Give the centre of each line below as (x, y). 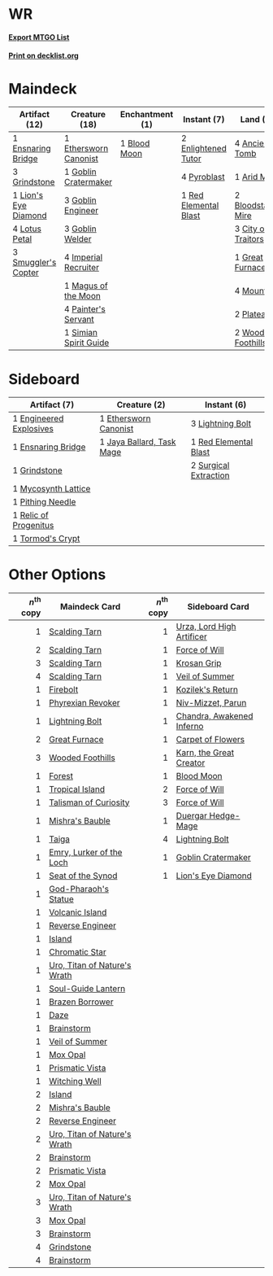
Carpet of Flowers (210, 739)
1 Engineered (38, 418)
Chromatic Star (78, 951)
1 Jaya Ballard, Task (138, 442)
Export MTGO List (39, 37)
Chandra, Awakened (214, 715)
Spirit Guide (87, 343)
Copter (26, 273)
